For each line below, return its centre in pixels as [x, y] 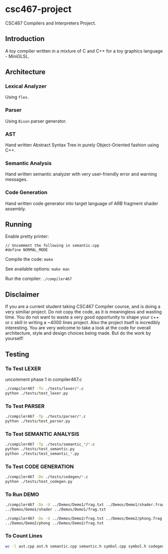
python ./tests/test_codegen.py [39, 481]
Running [19, 225]
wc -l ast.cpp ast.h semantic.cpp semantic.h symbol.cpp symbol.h [76, 546]
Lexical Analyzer [26, 86]
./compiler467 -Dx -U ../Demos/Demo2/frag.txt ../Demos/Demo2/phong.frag [84, 518]
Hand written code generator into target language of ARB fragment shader [82, 203]
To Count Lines [24, 536]
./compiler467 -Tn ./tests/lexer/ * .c [44, 388]
